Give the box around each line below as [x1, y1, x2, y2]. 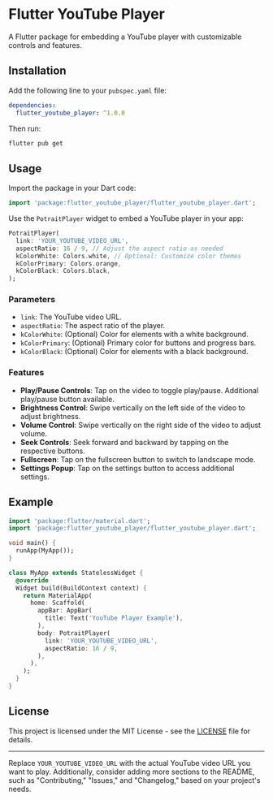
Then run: [8, 123, 41, 133]
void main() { [8, 539, 57, 547]
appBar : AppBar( [37, 607, 93, 615]
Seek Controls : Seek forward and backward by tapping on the [19, 437, 229, 447]
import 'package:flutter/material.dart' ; [8, 517, 151, 525]
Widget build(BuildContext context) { [15, 584, 148, 592]
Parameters [8, 294, 55, 305]
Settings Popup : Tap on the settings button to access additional [19, 463, 235, 473]
